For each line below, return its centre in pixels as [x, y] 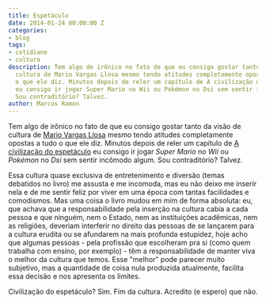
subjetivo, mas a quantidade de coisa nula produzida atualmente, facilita [126, 268]
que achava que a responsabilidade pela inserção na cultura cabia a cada [128, 209]
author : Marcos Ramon [44, 104]
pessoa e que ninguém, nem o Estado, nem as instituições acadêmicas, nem [133, 218]
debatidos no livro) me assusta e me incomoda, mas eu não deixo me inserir [133, 184]
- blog [19, 38]
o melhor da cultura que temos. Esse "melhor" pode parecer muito [117, 260]
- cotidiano [28, 52]
